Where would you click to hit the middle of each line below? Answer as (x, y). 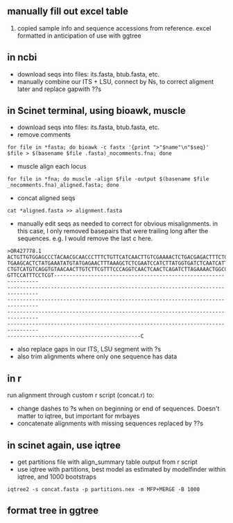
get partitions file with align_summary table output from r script (107, 462)
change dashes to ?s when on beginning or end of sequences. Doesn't (118, 408)
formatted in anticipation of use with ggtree (79, 35)
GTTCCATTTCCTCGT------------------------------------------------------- (116, 276)
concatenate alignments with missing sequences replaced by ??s (110, 424)
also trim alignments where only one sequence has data (97, 356)
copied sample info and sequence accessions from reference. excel (114, 28)
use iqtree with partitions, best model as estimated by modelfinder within (121, 470)
